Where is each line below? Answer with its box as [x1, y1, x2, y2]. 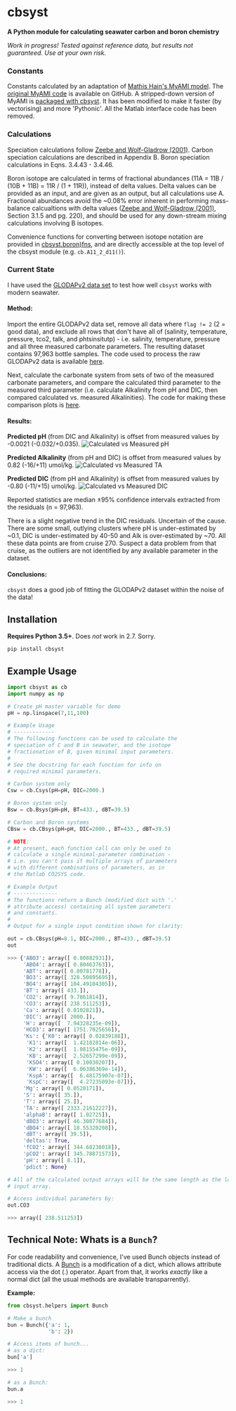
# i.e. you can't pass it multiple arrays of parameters [7, 858, 178, 865]
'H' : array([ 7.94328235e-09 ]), [22, 1020, 121, 1027]
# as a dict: [7, 1347, 46, 1354]
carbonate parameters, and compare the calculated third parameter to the [7, 379, 221, 387]
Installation [7, 613, 58, 625]
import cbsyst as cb [7, 683, 68, 690]
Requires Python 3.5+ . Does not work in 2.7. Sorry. [7, 632, 156, 641]
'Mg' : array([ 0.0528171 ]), [22, 1085, 105, 1092]
